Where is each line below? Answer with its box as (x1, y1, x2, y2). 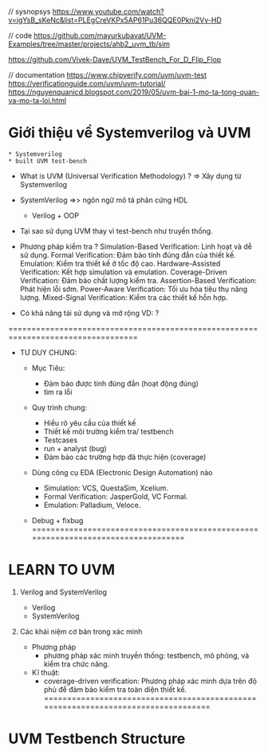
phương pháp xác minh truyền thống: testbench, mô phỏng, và (43, 650, 250, 660)
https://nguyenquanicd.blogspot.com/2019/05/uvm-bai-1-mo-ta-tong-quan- (8, 87, 260, 97)
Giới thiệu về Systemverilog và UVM (8, 124, 251, 142)
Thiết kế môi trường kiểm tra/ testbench (43, 426, 174, 436)
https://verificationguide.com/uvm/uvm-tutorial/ (8, 79, 166, 88)
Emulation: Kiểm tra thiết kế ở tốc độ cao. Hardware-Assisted (19, 258, 221, 268)
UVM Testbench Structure (8, 730, 186, 748)
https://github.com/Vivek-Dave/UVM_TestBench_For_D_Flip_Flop (8, 55, 222, 64)
